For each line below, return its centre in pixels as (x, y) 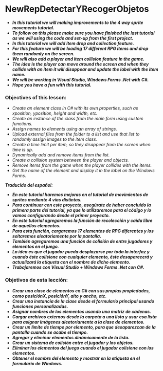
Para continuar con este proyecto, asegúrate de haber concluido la (81, 205)
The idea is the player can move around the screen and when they (81, 64)
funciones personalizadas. (40, 306)
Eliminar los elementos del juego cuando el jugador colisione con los (83, 348)
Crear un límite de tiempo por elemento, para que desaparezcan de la (84, 327)
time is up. (22, 150)
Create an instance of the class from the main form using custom (78, 119)
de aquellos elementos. (36, 226)
